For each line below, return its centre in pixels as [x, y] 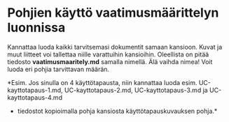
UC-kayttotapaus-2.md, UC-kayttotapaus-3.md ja [136, 90]
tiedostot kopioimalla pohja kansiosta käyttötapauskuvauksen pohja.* [117, 111]
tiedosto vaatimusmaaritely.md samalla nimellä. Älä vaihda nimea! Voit [110, 61]
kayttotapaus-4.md [35, 97]
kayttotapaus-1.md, [35, 90]
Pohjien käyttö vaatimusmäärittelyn [113, 13]
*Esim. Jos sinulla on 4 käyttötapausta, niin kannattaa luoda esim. [102, 82]
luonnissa [36, 28]
